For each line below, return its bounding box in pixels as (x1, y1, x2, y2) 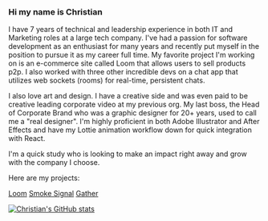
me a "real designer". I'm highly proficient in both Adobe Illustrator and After (8, 117, 260, 127)
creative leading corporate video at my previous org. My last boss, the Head (8, 99, 260, 110)
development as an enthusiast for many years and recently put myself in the (8, 42, 259, 51)
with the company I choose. (8, 158, 100, 167)
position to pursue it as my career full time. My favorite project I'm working (8, 50, 255, 60)
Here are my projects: (8, 173, 80, 183)
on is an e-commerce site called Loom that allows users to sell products (8, 58, 246, 68)
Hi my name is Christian (8, 6, 103, 18)
